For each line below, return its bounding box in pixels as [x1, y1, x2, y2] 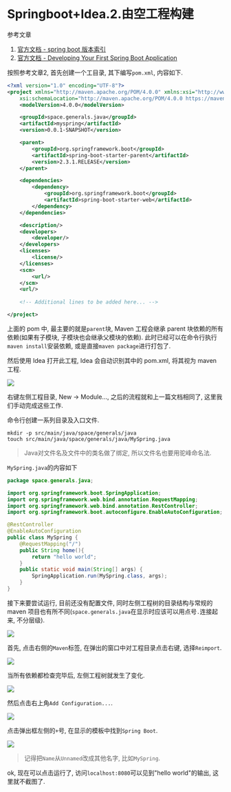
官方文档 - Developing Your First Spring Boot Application [16, 53, 177, 62]
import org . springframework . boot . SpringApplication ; [7, 489, 162, 497]
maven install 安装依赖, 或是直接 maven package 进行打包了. [7, 341, 171, 350]
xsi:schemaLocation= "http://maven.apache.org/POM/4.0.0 [19, 95, 184, 102]
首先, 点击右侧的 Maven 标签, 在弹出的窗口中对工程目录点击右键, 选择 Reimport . [7, 643, 222, 652]
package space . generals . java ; [7, 477, 94, 484]
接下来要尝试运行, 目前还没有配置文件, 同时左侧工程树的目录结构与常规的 [7, 598, 213, 607]
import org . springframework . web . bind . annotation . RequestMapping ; [7, 496, 198, 503]
